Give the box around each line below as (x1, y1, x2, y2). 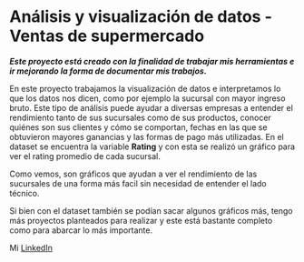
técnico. (9, 187, 40, 198)
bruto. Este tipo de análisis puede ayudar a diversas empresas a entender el (9, 102, 293, 113)
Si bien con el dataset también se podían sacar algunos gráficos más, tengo (9, 205, 293, 216)
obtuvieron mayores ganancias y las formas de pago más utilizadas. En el (9, 131, 284, 142)
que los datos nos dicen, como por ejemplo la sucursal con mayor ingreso (9, 93, 286, 104)
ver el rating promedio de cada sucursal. (9, 150, 162, 161)
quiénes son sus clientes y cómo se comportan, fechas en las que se (9, 121, 268, 133)
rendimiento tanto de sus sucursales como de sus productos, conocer (9, 112, 272, 123)
